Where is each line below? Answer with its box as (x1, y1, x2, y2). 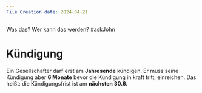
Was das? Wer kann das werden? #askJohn (6, 26, 115, 33)
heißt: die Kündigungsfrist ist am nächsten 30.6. (6, 80, 128, 87)
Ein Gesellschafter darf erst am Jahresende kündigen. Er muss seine (6, 67, 179, 74)
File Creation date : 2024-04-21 (6, 9, 88, 15)
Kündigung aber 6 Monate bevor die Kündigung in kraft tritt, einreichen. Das (6, 74, 197, 81)
